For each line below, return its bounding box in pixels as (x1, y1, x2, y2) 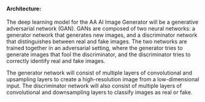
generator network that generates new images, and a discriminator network (6, 31, 198, 39)
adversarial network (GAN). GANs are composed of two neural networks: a (6, 25, 195, 32)
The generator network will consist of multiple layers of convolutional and (6, 69, 192, 76)
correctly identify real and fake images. (6, 57, 106, 65)
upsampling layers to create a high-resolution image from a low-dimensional (6, 76, 199, 83)
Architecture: (6, 5, 42, 12)
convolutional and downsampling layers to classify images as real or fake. (6, 89, 193, 96)
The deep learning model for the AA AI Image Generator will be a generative (6, 18, 199, 26)
